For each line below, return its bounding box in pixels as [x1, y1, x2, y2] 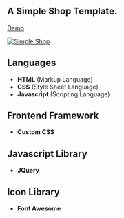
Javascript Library [7, 148, 87, 160]
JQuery [17, 166, 40, 175]
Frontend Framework [7, 110, 99, 122]
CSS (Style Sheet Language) [17, 83, 99, 91]
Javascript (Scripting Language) [17, 89, 110, 98]
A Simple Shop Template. [7, 6, 118, 17]
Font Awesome [17, 204, 61, 212]
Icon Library [7, 186, 60, 198]
